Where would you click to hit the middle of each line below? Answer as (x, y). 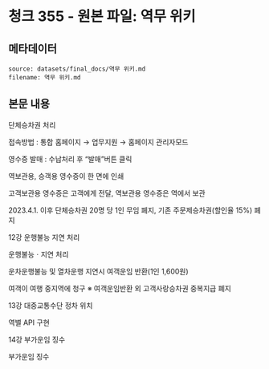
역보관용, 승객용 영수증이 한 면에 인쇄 (66, 176)
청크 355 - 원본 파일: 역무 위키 (102, 16)
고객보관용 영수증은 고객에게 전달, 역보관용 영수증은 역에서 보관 (107, 193)
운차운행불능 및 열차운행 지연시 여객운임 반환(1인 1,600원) (98, 271)
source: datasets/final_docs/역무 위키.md (77, 69)
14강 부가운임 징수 (37, 339)
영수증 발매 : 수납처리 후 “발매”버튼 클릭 (70, 159)
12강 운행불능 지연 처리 (44, 237)
